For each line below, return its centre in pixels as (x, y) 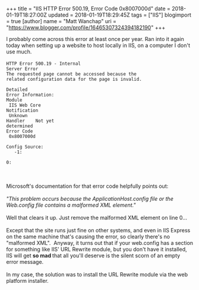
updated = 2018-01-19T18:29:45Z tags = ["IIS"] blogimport (120, 15)
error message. (25, 262)
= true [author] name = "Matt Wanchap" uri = (61, 21)
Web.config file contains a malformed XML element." (71, 205)
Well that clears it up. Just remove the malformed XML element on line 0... (97, 218)
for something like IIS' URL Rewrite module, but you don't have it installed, (97, 249)
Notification (22, 111)
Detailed (17, 90)
